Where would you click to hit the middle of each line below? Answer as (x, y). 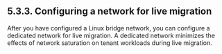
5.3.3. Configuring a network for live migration (110, 11)
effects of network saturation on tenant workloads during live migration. (110, 43)
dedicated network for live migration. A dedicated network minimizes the (111, 35)
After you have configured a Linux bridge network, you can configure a (109, 28)
